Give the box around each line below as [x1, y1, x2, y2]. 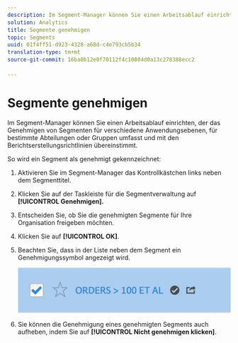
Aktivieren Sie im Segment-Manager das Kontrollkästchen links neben [17, 168, 222, 177]
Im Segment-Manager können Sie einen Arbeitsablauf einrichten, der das [7, 118, 221, 127]
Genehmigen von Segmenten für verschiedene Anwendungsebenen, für [7, 126, 218, 134]
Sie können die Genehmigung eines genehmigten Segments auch [17, 320, 209, 328]
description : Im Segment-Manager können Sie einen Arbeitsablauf [7, 11, 204, 18]
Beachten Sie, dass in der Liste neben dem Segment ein [17, 245, 181, 254]
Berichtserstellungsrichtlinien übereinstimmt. [7, 141, 138, 149]
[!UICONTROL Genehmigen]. [17, 197, 104, 205]
